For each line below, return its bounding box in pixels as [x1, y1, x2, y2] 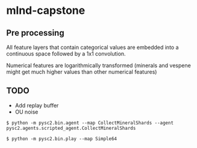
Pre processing [6, 28, 64, 38]
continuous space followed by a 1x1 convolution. [6, 50, 126, 57]
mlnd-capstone [6, 4, 86, 18]
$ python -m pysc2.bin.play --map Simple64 [6, 135, 117, 142]
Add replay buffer [14, 101, 59, 109]
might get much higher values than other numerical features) [6, 68, 157, 76]
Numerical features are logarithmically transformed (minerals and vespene [6, 62, 191, 69]
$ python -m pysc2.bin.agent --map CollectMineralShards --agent [6, 120, 174, 126]
